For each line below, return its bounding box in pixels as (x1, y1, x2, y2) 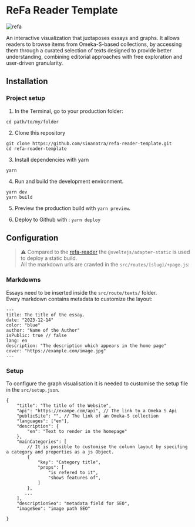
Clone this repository (14, 129, 66, 136)
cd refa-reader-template (6, 145, 67, 152)
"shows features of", (48, 475, 101, 481)
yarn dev (6, 189, 28, 195)
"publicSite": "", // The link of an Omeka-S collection (16, 413, 159, 419)
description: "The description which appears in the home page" (6, 342, 167, 349)
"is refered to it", (48, 470, 99, 476)
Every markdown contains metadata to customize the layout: (6, 295, 153, 302)
